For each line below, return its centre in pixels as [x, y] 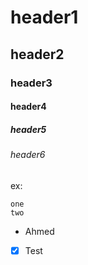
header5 [28, 129]
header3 [31, 83]
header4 [28, 107]
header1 [44, 17]
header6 [28, 155]
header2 [37, 54]
